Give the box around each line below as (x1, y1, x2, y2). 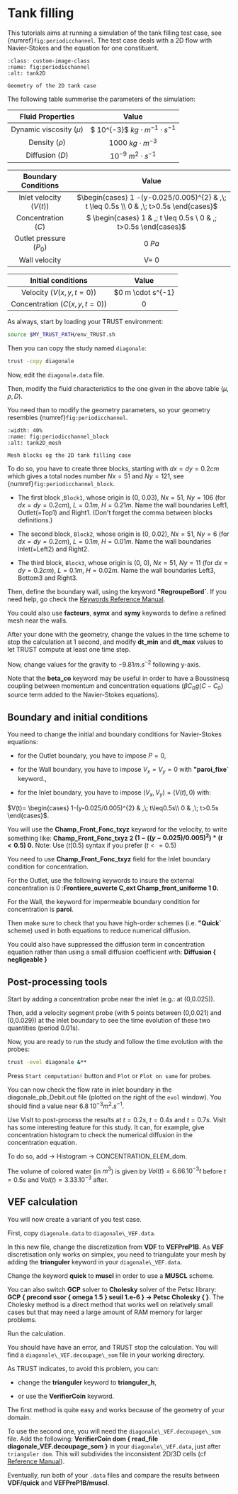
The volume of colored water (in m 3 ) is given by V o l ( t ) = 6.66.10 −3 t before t (7, 1166, 227, 1176)
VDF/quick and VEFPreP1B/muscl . (7, 1478, 110, 1487)
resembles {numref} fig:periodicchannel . (7, 413, 128, 421)
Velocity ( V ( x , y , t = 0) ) (21, 288, 97, 298)
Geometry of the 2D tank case (7, 82, 97, 90)
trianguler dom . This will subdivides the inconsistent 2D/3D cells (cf (7, 1449, 207, 1458)
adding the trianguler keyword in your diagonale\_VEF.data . (7, 1257, 183, 1266)
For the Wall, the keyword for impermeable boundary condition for (7, 898, 200, 906)
